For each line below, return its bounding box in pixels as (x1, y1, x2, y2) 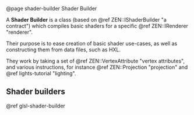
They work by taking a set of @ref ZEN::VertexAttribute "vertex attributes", (6, 58, 185, 64)
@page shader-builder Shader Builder (6, 5, 97, 12)
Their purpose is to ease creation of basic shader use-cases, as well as (6, 40, 178, 47)
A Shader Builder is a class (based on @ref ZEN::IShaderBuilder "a (6, 16, 167, 23)
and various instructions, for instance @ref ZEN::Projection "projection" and (6, 64, 188, 71)
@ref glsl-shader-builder (6, 102, 66, 109)
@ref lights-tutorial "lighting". (6, 70, 76, 76)
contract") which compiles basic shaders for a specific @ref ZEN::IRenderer (6, 23, 188, 29)
